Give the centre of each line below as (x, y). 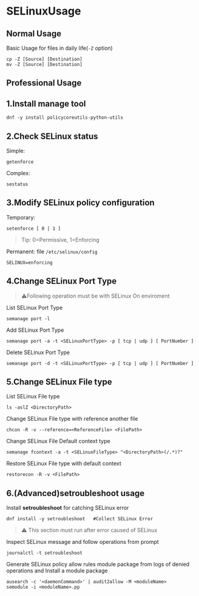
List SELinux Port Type (35, 307)
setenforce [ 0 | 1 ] (34, 229)
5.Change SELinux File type (59, 382)
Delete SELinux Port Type (38, 352)
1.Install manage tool (46, 103)
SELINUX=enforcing (29, 263)
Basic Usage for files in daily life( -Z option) (60, 48)
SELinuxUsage (44, 11)
